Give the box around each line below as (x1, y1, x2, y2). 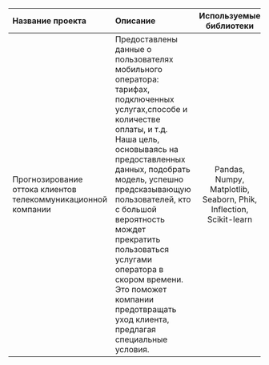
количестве (114, 114, 161, 125)
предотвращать (114, 304, 177, 315)
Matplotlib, (209, 184, 250, 195)
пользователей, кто (114, 194, 191, 205)
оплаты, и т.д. (114, 124, 168, 134)
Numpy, (215, 174, 245, 185)
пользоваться (114, 244, 170, 255)
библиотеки (205, 20, 255, 31)
